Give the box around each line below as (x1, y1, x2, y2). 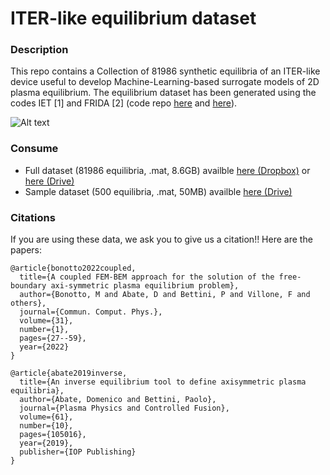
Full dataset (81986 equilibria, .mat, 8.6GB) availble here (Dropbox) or (24, 164, 311, 176)
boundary (10, 281, 47, 291)
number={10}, (19, 421, 74, 431)
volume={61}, (19, 412, 74, 422)
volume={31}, (19, 316, 74, 326)
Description (10, 43, 69, 57)
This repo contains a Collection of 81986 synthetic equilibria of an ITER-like (10, 65, 321, 77)
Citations (10, 210, 56, 224)
